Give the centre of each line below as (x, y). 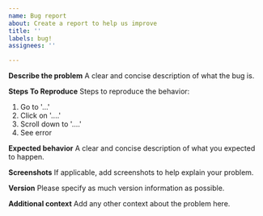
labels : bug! (30, 38)
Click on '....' (40, 116)
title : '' (25, 31)
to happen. (26, 157)
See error (36, 133)
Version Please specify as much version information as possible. (117, 188)
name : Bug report (38, 16)
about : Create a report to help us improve (83, 23)
